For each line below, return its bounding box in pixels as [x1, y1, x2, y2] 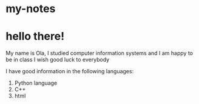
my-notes [5, 2, 56, 16]
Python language [14, 79, 58, 86]
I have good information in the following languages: [5, 68, 134, 75]
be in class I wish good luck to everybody [5, 56, 110, 63]
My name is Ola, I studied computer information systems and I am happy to [5, 50, 194, 57]
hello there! [5, 30, 65, 44]
